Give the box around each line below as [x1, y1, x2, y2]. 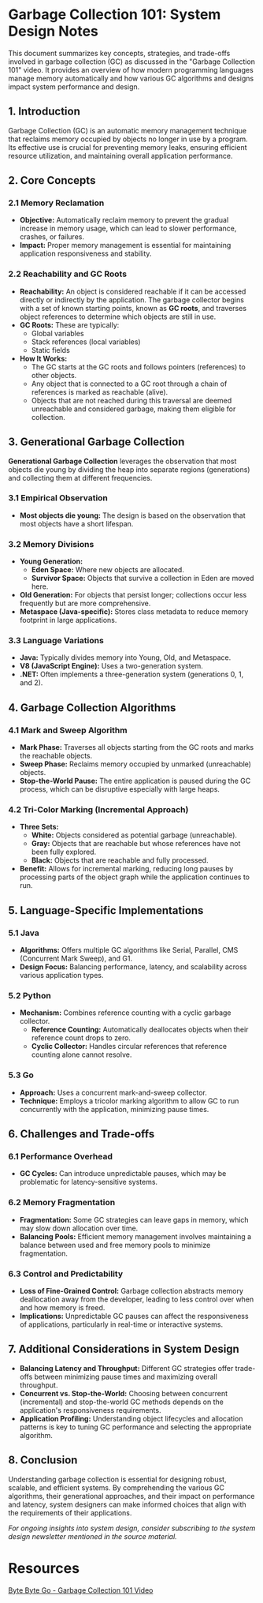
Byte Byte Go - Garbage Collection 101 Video [8, 1585, 154, 1595]
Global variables [31, 328, 84, 338]
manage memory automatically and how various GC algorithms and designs [8, 73, 254, 83]
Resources [8, 1559, 80, 1577]
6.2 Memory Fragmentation [8, 1197, 116, 1208]
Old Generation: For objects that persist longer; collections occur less [19, 590, 247, 600]
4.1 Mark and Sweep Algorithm [8, 725, 128, 736]
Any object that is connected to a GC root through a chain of [31, 379, 228, 388]
